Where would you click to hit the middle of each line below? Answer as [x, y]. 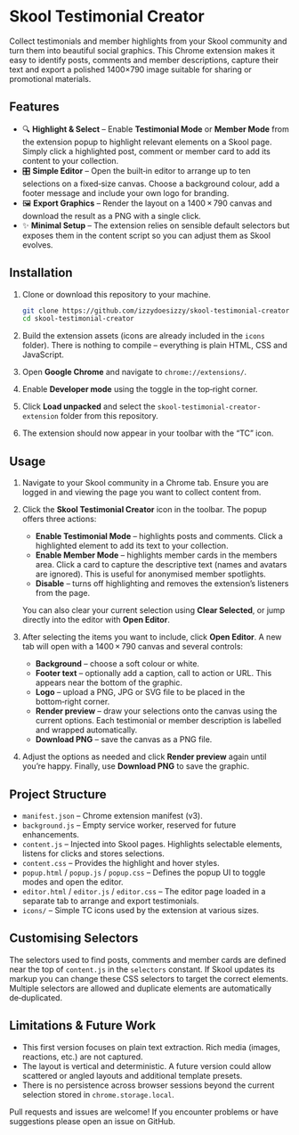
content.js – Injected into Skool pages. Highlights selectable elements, [152, 844]
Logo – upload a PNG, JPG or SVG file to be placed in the [140, 692]
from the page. [63, 593]
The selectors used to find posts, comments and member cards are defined [148, 959]
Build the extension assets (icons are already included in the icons [143, 336]
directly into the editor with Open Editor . [96, 620]
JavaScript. [43, 355]
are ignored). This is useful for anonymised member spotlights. [151, 574]
